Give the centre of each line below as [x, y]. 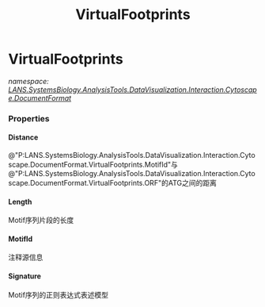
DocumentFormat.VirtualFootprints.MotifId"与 [104, 165]
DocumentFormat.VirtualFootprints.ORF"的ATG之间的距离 [124, 183]
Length [20, 201]
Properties [29, 118]
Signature [25, 276]
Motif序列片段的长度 [41, 221]
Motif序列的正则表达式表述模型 [59, 294]
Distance [23, 137]
